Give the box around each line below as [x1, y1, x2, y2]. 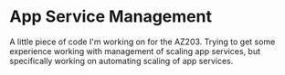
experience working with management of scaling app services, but [9, 45, 261, 56]
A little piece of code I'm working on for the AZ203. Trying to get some [9, 36, 276, 47]
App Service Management [9, 6, 213, 27]
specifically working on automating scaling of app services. [9, 55, 234, 66]
